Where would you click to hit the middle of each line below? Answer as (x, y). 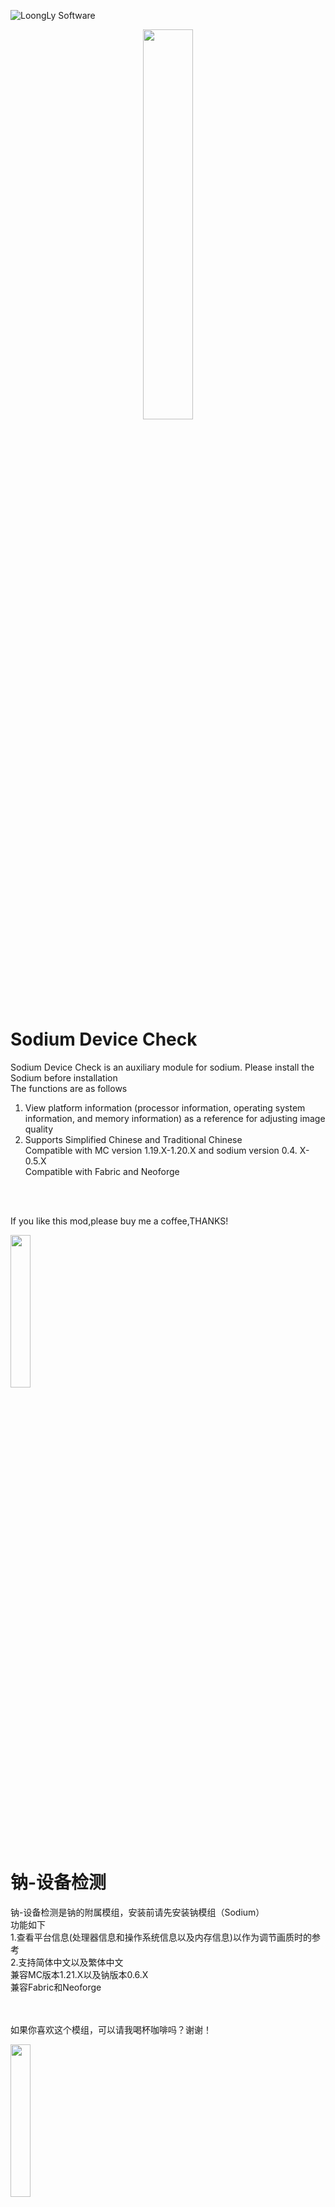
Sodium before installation (64, 1077)
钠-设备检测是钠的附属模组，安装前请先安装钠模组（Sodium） (137, 1912)
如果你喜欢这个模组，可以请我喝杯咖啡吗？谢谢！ (111, 2029)
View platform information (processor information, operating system (165, 1107)
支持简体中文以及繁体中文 (71, 1962)
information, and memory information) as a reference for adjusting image (175, 1118)
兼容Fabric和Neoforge (56, 1987)
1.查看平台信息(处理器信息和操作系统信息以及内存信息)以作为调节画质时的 (161, 1937)
